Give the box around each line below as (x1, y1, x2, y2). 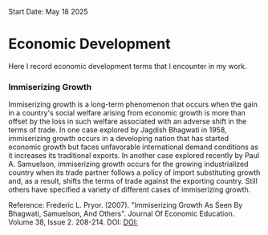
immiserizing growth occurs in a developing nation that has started (8, 134, 229, 144)
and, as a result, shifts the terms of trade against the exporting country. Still (8, 176, 258, 186)
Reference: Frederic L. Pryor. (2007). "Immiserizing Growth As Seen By (8, 201, 243, 210)
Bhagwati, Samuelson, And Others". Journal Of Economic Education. (8, 209, 235, 219)
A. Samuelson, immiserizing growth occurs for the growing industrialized (8, 160, 249, 169)
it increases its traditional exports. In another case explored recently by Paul (8, 151, 259, 160)
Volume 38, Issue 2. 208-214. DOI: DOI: (8, 217, 138, 227)
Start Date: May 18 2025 (8, 7, 88, 16)
